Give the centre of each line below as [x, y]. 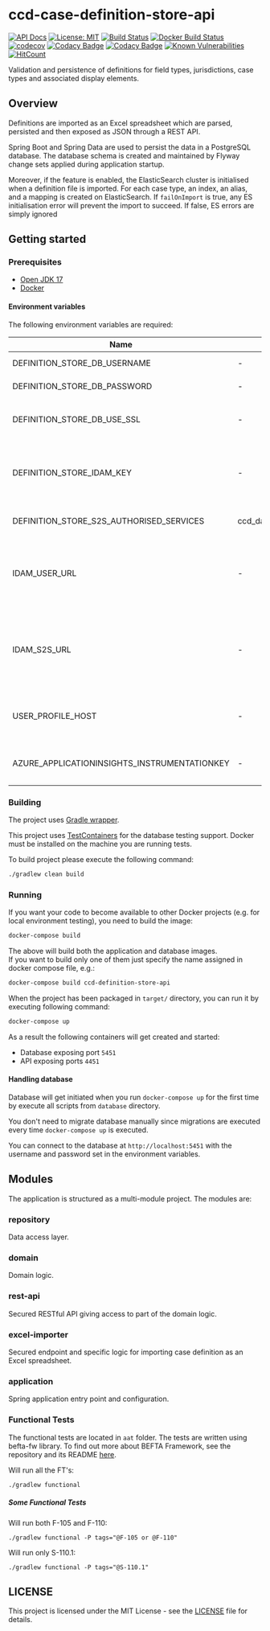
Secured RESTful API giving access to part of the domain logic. [112, 1313]
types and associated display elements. [74, 78]
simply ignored [33, 214]
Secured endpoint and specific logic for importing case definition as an [126, 1352]
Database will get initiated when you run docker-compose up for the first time [134, 1097]
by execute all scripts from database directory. [84, 1105]
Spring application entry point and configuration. [89, 1399]
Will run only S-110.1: [42, 1552]
